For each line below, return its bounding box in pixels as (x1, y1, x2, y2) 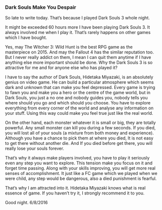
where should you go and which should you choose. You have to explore (5, 100, 151, 106)
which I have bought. (5, 35, 47, 40)
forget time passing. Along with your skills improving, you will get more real (5, 165, 156, 171)
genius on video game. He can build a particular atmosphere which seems (5, 79, 154, 85)
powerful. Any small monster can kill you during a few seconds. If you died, (5, 125, 156, 131)
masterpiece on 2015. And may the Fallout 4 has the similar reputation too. (5, 49, 154, 55)
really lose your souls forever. (5, 145, 64, 152)
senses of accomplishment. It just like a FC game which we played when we (5, 171, 158, 176)
